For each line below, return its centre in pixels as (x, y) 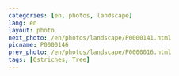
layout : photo (32, 30)
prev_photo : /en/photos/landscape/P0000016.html (90, 52)
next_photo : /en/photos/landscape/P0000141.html (90, 38)
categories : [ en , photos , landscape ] (70, 15)
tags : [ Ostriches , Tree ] (49, 60)
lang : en (23, 23)
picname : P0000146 (38, 45)
